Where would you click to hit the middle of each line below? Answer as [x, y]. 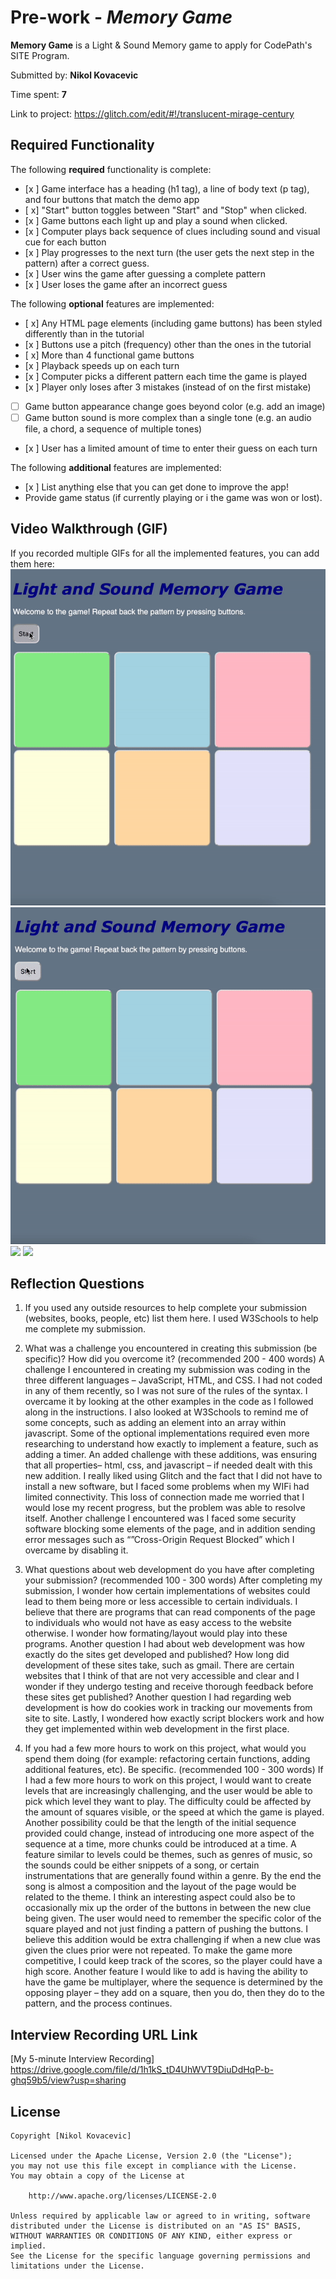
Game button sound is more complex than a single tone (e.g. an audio [168, 417]
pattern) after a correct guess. [87, 263]
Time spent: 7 [38, 94]
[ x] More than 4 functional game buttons [109, 355]
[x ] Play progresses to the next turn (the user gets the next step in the [169, 252]
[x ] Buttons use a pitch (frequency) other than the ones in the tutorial [168, 344]
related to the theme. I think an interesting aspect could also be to [160, 1897]
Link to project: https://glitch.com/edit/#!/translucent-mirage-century [152, 113]
